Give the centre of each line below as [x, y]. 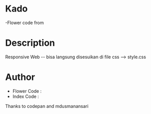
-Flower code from [25, 23]
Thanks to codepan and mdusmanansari [47, 106]
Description [30, 43]
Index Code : [26, 96]
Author [20, 77]
